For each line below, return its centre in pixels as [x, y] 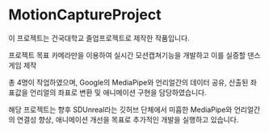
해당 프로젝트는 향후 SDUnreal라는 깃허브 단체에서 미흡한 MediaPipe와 [120, 109]
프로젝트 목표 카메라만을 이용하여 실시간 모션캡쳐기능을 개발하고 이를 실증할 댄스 [134, 55]
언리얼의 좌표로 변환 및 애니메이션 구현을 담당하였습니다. [118, 92]
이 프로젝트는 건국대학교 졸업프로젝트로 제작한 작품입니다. [99, 38]
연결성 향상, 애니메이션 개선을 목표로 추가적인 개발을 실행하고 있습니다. [128, 119]
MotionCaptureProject [85, 15]
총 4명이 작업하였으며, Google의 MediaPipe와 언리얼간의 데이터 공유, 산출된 [128, 82]
